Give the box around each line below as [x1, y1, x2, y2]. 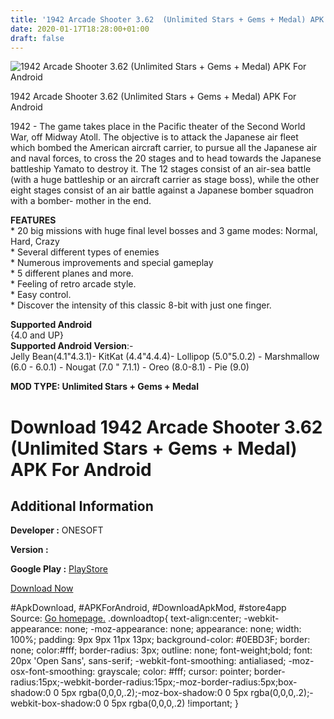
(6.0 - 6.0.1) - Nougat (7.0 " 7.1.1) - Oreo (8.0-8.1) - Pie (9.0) [10, 361, 250, 373]
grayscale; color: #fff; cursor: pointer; [97, 666, 252, 678]
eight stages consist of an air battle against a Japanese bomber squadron [10, 184, 315, 196]
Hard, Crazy [10, 236, 60, 248]
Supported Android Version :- [10, 340, 134, 352]
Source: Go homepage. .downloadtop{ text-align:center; [10, 612, 242, 625]
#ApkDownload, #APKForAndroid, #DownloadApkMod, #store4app [10, 602, 287, 614]
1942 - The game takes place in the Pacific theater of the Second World [10, 121, 306, 133]
